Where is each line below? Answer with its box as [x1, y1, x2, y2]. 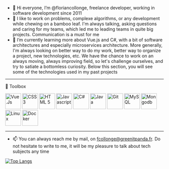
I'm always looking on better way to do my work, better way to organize [12, 48, 161, 53]
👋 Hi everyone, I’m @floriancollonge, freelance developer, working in [12, 5, 155, 11]
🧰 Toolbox [5, 83, 26, 89]
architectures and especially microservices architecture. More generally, [12, 42, 162, 48]
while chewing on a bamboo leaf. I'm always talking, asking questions [12, 21, 157, 27]
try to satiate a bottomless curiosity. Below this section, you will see [12, 63, 153, 69]
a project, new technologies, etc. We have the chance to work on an [12, 53, 154, 59]
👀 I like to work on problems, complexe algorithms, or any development [12, 16, 160, 21]
